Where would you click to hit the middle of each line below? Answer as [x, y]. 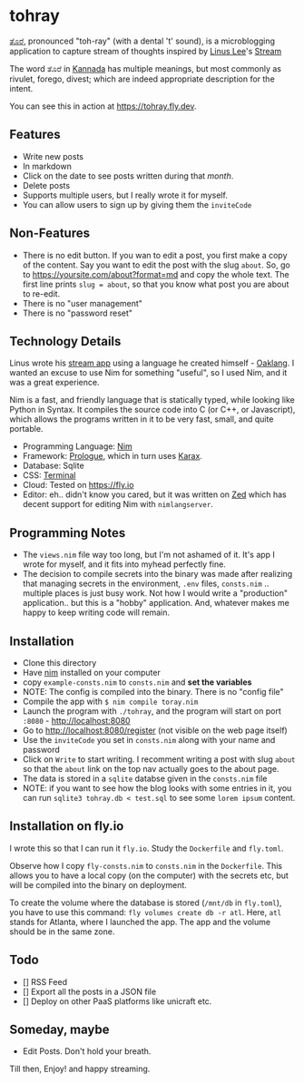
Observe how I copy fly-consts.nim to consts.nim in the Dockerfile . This [146, 865]
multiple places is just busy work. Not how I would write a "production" [155, 593]
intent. [21, 88]
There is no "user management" [83, 303]
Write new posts [53, 156]
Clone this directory [59, 663]
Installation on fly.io [67, 826]
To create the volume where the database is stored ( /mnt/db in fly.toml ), [146, 902]
